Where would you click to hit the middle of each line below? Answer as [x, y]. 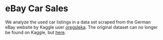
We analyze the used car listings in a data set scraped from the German [78, 22]
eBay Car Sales [37, 9]
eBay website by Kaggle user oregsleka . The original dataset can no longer [81, 27]
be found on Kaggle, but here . [36, 32]
